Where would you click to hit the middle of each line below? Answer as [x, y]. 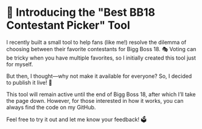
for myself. [20, 64]
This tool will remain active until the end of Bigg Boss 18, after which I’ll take [101, 94]
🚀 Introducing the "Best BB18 [81, 12]
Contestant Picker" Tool [68, 25]
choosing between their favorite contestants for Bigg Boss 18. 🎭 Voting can [101, 49]
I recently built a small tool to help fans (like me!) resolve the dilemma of [96, 42]
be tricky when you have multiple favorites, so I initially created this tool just [101, 58]
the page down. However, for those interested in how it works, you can [95, 100]
